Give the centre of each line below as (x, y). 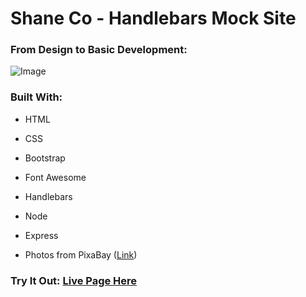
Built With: (36, 97)
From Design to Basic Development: (99, 50)
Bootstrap (45, 158)
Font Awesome (55, 177)
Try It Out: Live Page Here (74, 280)
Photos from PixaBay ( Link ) (81, 254)
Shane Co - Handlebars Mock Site (153, 18)
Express (41, 235)
